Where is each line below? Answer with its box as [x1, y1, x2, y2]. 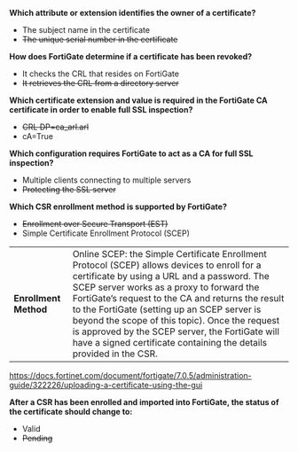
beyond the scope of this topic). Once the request [72, 315, 280, 326]
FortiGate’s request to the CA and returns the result [72, 292, 285, 304]
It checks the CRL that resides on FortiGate [21, 68, 180, 79]
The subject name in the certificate [21, 25, 151, 35]
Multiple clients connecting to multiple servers [21, 175, 192, 185]
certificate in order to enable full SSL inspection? [9, 105, 193, 114]
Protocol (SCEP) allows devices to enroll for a [72, 259, 262, 271]
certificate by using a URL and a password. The [72, 270, 271, 282]
